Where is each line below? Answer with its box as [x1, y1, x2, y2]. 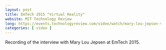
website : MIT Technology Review [5, 16, 72, 21]
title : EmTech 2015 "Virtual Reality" [5, 12, 85, 17]
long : [5, 21, 16, 26]
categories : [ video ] [5, 26, 52, 31]
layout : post [5, 7, 32, 12]
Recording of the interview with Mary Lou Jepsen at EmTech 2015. [5, 39, 140, 45]
